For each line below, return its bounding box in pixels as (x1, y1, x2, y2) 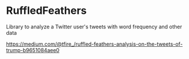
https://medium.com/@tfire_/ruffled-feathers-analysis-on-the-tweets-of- (6, 40, 183, 47)
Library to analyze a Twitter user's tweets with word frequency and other (6, 23, 183, 30)
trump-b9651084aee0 (6, 46, 60, 53)
